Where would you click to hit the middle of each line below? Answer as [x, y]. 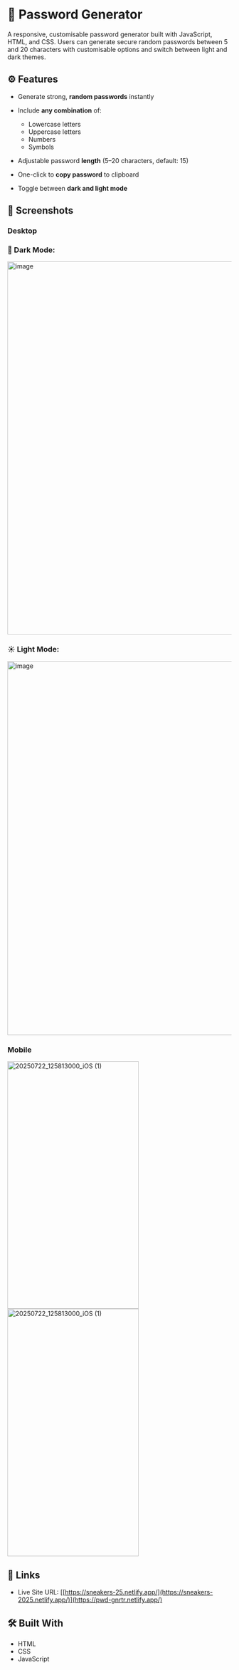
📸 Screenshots [41, 210]
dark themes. [27, 57]
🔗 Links [24, 1575]
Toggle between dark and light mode [73, 188]
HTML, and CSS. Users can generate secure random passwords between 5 [118, 41]
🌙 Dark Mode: [31, 250]
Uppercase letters [55, 132]
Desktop [22, 231]
